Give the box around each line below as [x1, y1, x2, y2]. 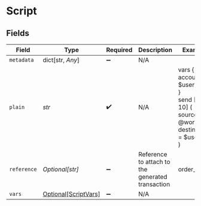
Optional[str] [42, 165, 79, 173]
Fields [6, 28, 30, 38]
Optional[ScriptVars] [42, 190, 100, 198]
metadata [9, 57, 34, 63]
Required [106, 46, 133, 54]
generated [138, 172, 167, 181]
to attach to [138, 157, 170, 166]
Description [138, 46, 172, 54]
